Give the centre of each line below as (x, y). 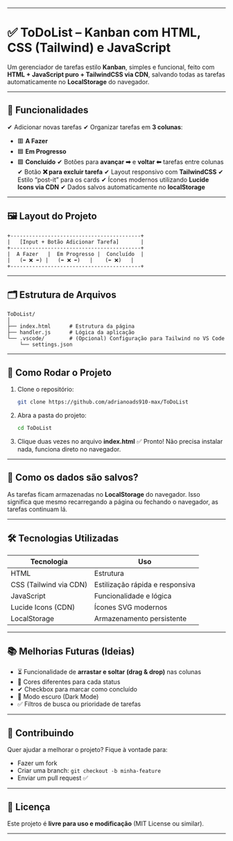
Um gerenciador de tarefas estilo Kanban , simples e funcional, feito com (111, 67)
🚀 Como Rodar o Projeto (60, 373)
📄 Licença (29, 807)
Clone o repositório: (45, 390)
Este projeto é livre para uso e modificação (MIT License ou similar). (106, 824)
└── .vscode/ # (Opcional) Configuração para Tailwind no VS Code (116, 339)
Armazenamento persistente (140, 618)
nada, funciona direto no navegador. (69, 449)
